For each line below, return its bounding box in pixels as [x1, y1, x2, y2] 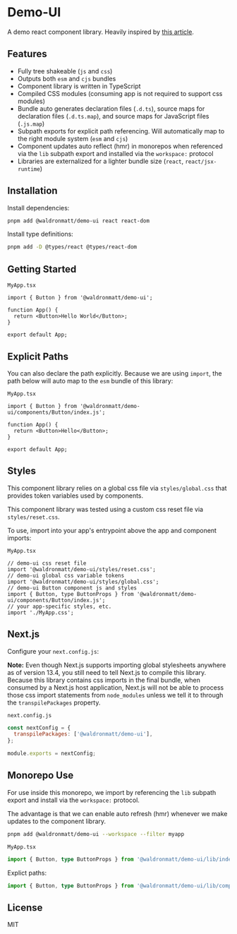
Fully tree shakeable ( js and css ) [17, 66, 113, 75]
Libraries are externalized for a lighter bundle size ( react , [17, 157, 184, 165]
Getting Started [7, 263, 77, 275]
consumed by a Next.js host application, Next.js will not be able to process [7, 683, 224, 692]
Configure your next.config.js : [7, 647, 99, 655]
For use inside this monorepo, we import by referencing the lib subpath [7, 788, 217, 796]
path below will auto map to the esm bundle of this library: [7, 376, 174, 385]
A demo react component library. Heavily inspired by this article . [7, 28, 194, 36]
